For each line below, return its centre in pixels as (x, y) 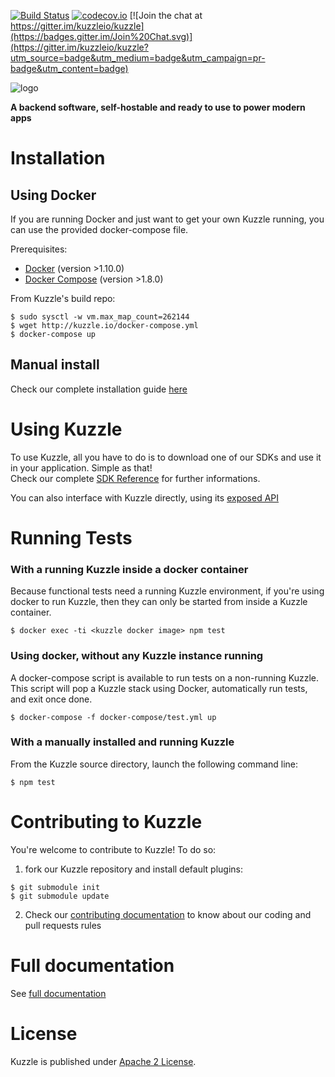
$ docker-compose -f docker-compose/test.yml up (113, 717)
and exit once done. (51, 699)
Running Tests (71, 537)
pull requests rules (63, 925)
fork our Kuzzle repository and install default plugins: (133, 869)
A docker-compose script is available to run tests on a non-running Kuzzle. (164, 677)
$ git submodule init (55, 887)
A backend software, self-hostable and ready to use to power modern (158, 107)
